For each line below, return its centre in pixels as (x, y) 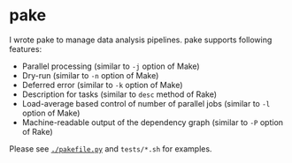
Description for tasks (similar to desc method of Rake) (119, 94)
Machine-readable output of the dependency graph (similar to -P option (153, 122)
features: (26, 48)
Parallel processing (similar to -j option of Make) (111, 66)
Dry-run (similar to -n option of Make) (90, 75)
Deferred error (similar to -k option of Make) (102, 85)
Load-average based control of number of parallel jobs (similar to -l (146, 103)
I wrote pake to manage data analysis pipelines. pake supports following (141, 40)
